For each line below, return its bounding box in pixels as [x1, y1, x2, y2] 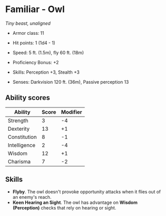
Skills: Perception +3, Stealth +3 [12, 69, 80, 75]
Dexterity [8, 125, 30, 132]
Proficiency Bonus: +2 [12, 59, 59, 65]
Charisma [8, 158, 31, 165]
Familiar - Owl [5, 4, 65, 15]
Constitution [8, 133, 37, 140]
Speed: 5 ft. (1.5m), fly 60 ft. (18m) [12, 49, 84, 56]
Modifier [61, 109, 82, 116]
